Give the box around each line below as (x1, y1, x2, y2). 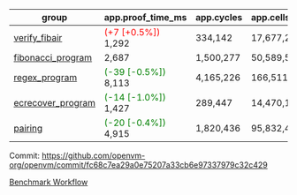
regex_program (13, 71, 78, 83)
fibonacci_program (13, 52, 93, 64)
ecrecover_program (13, 97, 95, 109)
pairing (13, 123, 43, 134)
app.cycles (195, 11, 243, 23)
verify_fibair (13, 32, 63, 43)
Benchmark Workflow (9, 176, 88, 187)
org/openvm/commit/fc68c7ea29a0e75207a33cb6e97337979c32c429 (9, 160, 268, 170)
